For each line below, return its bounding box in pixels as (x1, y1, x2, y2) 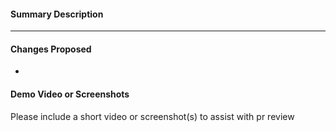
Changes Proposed (10, 43, 92, 55)
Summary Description (10, 8, 104, 20)
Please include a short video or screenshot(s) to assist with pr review (10, 110, 295, 122)
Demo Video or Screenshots (10, 88, 130, 100)
